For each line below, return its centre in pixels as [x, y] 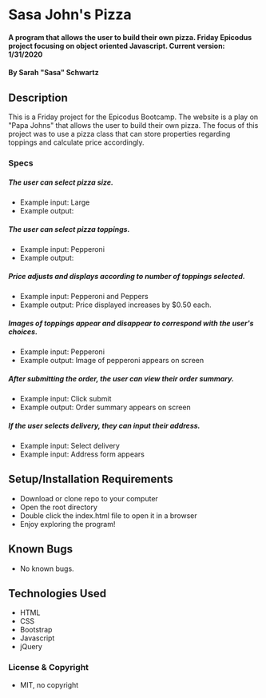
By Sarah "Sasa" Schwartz [54, 73]
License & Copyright [49, 668]
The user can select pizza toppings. [69, 229]
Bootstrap [36, 630]
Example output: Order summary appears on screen [105, 407]
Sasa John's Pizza [70, 15]
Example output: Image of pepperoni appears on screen [112, 360]
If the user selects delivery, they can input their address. [104, 425]
